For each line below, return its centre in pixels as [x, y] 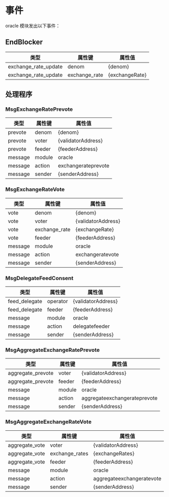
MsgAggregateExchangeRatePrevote [52, 350]
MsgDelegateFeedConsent [39, 278]
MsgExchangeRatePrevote [39, 109]
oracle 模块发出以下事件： [33, 26]
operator [57, 302]
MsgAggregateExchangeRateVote [48, 422]
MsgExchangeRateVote [35, 189]
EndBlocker [24, 42]
